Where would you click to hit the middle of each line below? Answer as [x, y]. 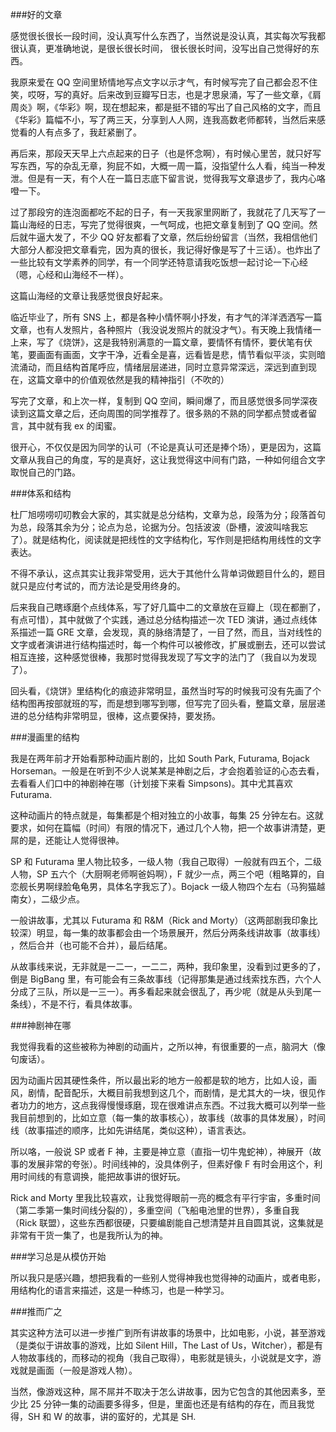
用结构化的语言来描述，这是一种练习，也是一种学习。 [120, 1290]
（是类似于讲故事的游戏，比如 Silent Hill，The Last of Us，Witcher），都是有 [166, 1345]
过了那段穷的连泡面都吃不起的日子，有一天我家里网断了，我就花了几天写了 [163, 212]
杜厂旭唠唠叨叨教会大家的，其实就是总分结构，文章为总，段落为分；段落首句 [168, 514]
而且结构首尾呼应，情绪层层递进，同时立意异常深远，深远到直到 [176, 367]
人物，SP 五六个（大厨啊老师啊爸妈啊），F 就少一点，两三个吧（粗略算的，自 [168, 874]
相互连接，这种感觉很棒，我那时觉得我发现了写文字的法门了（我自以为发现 [163, 657]
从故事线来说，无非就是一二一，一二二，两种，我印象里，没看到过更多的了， [168, 966]
